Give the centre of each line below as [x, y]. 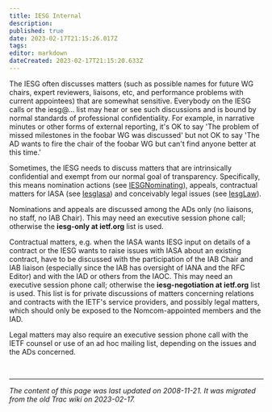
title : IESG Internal [46, 16]
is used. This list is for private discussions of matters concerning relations [132, 293]
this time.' [25, 152]
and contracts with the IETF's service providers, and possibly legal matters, [135, 302]
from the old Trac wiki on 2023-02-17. [72, 399]
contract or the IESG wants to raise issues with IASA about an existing [125, 250]
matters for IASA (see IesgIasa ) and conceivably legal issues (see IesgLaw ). [135, 194]
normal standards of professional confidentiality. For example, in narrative [132, 118]
